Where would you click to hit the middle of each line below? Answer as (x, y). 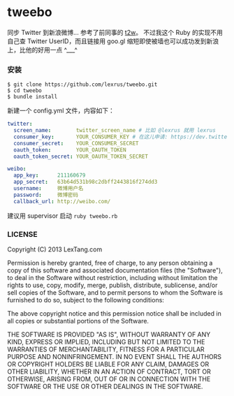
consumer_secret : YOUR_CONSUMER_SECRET (76, 143)
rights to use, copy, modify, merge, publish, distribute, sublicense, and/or (112, 285)
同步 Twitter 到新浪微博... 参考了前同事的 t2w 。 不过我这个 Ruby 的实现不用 (115, 32)
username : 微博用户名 (49, 189)
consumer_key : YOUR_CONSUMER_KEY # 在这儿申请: (91, 137)
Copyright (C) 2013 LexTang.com (55, 249)
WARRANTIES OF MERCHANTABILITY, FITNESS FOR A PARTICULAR (106, 349)
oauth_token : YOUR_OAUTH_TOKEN (70, 150)
